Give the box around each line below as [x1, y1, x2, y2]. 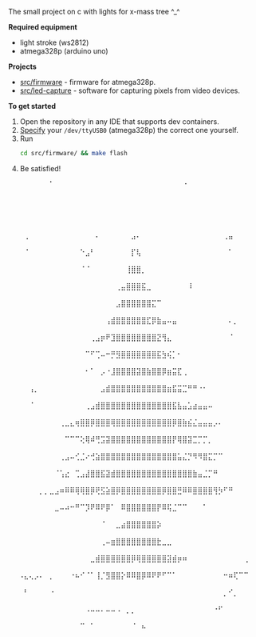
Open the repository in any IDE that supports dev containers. [19, 117, 219, 126]
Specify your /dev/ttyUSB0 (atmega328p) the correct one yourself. [19, 126, 239, 134]
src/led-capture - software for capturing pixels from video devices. [19, 86, 241, 95]
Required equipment [8, 22, 77, 31]
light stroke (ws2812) [19, 38, 89, 47]
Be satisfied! [19, 163, 61, 173]
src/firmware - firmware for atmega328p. [19, 78, 156, 86]
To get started [8, 102, 57, 110]
